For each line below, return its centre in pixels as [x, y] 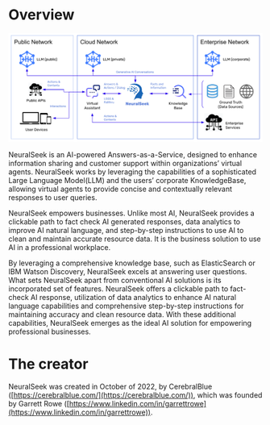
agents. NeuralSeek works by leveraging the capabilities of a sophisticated [132, 172]
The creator [48, 364]
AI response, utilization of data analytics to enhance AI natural [133, 297]
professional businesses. [50, 331]
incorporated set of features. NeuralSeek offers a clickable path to [118, 289]
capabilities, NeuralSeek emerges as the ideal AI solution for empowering [130, 323]
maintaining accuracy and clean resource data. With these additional [122, 315]
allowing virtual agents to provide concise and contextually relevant [120, 189]
